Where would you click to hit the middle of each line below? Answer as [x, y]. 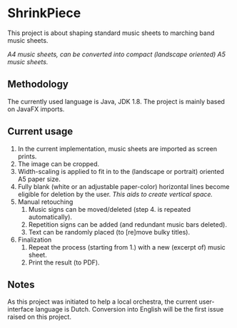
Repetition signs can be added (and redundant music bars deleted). [127, 224]
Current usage [40, 132]
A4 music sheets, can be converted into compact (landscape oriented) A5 [117, 54]
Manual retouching [45, 202]
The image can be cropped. [59, 164]
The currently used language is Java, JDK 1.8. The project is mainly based [116, 101]
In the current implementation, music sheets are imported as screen [117, 148]
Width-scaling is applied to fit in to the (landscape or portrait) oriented [121, 171]
